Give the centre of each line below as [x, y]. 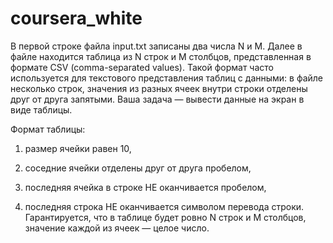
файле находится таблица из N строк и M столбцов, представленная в [161, 56]
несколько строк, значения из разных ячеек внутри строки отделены [159, 88]
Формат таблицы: [48, 129]
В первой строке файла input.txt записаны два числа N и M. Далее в [156, 46]
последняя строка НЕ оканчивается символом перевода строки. [164, 206]
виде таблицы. [41, 109]
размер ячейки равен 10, [78, 148]
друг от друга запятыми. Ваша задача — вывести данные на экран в [157, 99]
